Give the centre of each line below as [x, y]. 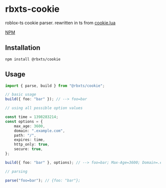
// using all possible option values [44, 108]
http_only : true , [32, 145]
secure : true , [28, 149]
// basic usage [21, 95]
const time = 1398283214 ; [32, 117]
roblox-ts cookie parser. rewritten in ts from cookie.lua [61, 23]
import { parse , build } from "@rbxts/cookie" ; [55, 86]
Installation [23, 48]
